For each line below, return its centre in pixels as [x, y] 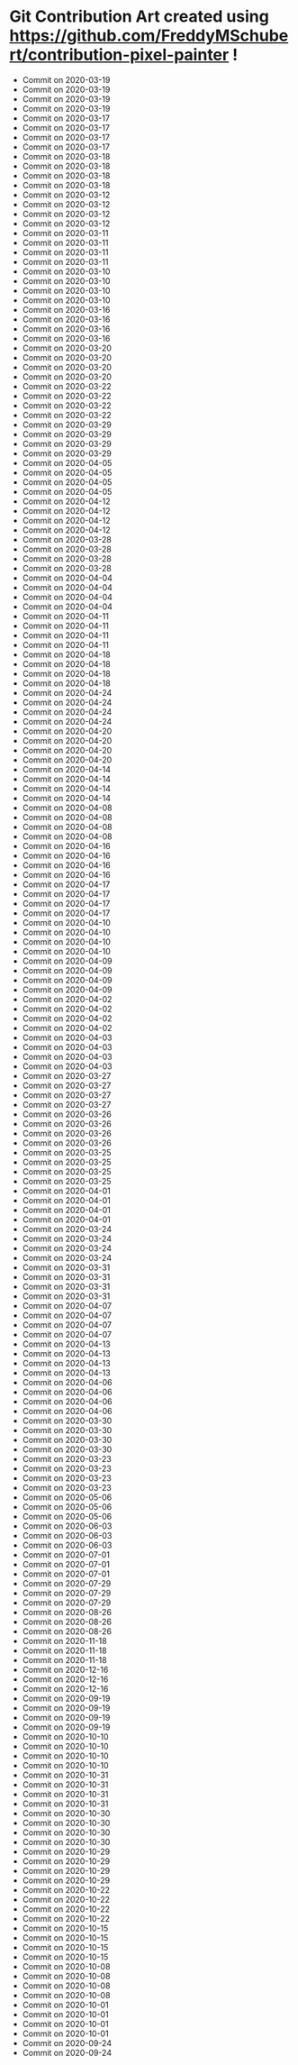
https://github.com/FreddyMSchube [149, 36]
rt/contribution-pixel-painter [119, 55]
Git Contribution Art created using [140, 17]
